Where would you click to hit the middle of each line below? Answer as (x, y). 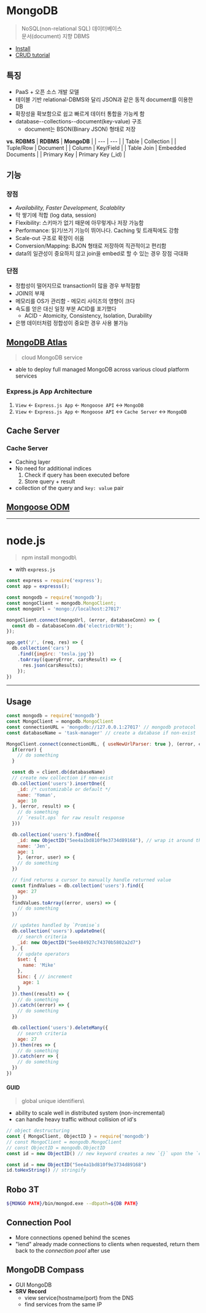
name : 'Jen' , (34, 846)
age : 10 (27, 801)
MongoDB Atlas (37, 342)
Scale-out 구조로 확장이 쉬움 (50, 238)
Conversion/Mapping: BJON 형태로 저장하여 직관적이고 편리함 (91, 246)
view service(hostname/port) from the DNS (79, 1298)
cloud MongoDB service (52, 357)
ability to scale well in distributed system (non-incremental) (90, 1113)
